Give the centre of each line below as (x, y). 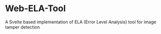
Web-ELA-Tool (36, 8)
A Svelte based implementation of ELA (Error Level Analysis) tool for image (81, 22)
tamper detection (23, 27)
